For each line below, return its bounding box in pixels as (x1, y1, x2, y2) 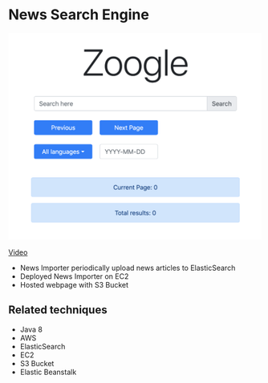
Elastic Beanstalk (19, 367, 77, 377)
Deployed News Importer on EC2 (19, 271, 129, 281)
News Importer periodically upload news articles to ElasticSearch (19, 263, 236, 272)
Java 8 (19, 325, 43, 334)
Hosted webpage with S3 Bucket (19, 280, 129, 289)
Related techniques (8, 303, 108, 317)
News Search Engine (8, 6, 150, 24)
